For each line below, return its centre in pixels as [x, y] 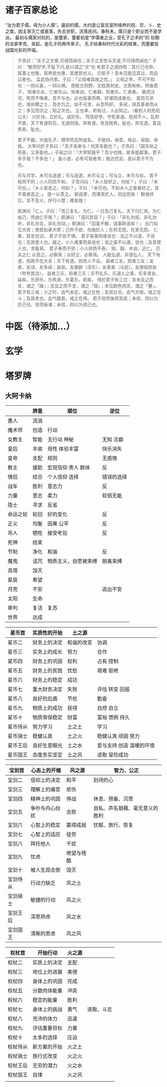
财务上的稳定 [48, 680]
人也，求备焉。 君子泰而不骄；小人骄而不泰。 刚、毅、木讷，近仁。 [86, 248]
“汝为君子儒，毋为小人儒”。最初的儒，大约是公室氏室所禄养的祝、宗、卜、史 [83, 25]
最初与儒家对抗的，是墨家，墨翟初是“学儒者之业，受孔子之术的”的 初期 [87, 37]
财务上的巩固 [48, 661]
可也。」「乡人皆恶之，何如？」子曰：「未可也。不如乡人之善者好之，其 [88, 188]
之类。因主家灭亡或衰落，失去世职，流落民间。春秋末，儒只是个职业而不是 [81, 31]
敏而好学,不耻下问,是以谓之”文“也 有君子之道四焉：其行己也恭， [93, 67]
